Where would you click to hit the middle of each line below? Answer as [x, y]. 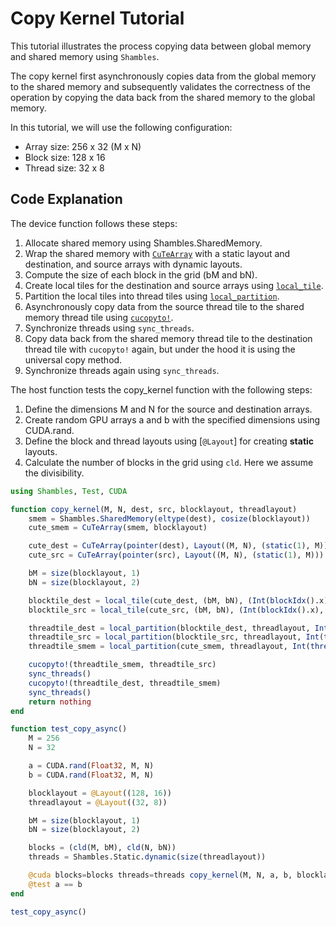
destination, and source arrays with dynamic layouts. [133, 264]
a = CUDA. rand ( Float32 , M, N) [91, 766]
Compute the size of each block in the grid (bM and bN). [141, 274]
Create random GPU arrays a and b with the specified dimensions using [172, 419]
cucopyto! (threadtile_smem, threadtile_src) [122, 665]
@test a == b [55, 884]
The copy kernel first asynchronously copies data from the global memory [163, 76]
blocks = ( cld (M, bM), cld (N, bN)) [102, 848]
